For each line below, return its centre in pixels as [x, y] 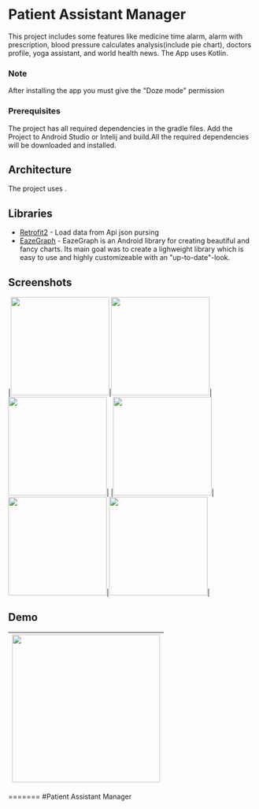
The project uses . [37, 189]
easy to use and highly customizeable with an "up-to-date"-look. [125, 258]
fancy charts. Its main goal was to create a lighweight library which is [131, 249]
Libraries [30, 213]
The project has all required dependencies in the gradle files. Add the [120, 128]
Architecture [40, 170]
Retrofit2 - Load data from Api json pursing [89, 232]
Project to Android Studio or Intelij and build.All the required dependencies [129, 136]
